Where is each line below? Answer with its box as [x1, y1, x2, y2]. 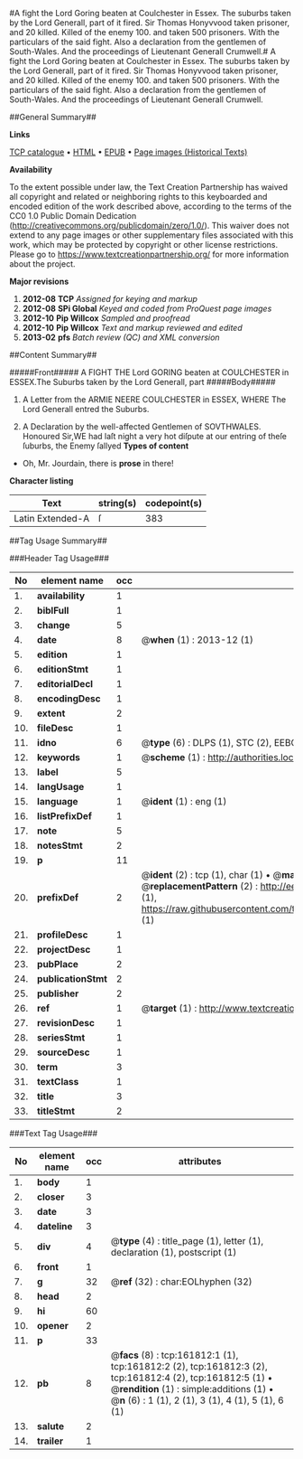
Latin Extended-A [14, 513, 90, 524]
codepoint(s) [145, 497, 203, 509]
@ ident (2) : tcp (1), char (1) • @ [141, 869, 282, 880]
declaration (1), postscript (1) [111, 1247, 237, 1258]
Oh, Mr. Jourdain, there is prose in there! [22, 458, 174, 468]
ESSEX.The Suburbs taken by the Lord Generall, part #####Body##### [9, 377, 277, 387]
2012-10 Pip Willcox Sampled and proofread [22, 313, 191, 324]
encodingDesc [37, 692, 101, 704]
